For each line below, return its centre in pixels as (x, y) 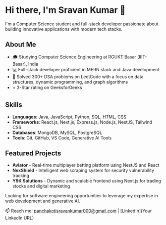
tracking (21, 176)
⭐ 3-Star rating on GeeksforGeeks (47, 87)
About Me (21, 45)
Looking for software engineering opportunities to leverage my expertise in (82, 196)
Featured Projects (33, 153)
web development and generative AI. (43, 201)
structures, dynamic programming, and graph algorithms (70, 82)
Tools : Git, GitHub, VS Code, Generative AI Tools (62, 137)
